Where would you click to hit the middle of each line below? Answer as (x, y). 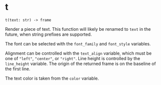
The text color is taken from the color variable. (52, 78)
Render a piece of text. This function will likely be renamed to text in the (78, 29)
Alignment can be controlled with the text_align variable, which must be (78, 53)
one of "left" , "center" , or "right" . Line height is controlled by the (73, 58)
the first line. (18, 69)
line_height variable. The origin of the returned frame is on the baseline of (80, 64)
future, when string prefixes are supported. (48, 34)
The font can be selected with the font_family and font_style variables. (78, 43)
